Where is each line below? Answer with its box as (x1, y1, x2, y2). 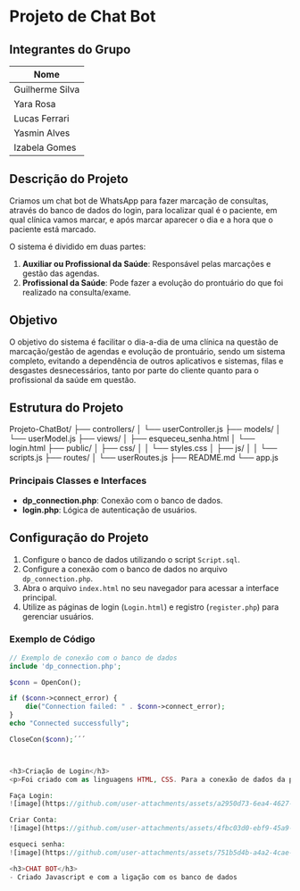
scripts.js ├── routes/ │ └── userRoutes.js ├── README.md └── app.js (9, 453, 279, 463)
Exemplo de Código (9, 633, 96, 645)
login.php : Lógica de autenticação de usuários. (21, 504, 197, 515)
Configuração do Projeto (9, 530, 149, 545)
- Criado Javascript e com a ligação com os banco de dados (9, 872, 238, 881)
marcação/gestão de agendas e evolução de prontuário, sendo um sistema (9, 346, 286, 356)
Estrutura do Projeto (9, 400, 124, 416)
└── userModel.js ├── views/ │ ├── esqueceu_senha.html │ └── (9, 433, 255, 444)
